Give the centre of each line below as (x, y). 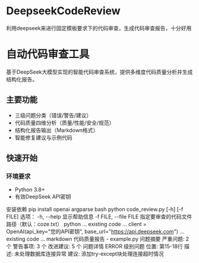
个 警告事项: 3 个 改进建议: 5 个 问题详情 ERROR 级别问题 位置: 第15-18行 (94, 246)
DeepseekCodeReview (63, 11)
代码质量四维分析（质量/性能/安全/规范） (64, 122)
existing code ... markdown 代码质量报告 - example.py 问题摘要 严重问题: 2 (98, 239)
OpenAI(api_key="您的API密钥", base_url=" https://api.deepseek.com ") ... (95, 232)
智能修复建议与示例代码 (43, 137)
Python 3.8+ (30, 190)
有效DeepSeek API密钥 (43, 197)
